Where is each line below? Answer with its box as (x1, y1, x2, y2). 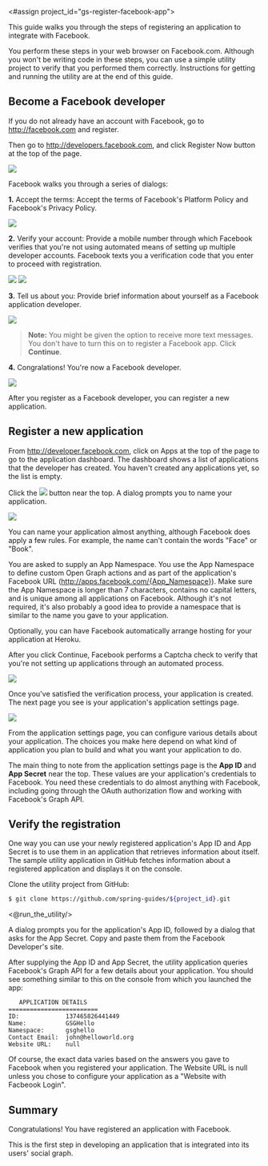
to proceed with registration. (8, 259, 102, 269)
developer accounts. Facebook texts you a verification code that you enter (8, 250, 254, 260)
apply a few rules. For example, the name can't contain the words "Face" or (8, 535, 258, 545)
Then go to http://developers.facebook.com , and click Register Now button (8, 140, 256, 150)
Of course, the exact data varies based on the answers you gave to (8, 1055, 230, 1064)
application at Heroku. (8, 634, 82, 644)
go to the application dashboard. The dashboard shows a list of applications (8, 454, 259, 464)
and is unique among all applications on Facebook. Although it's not (8, 593, 232, 603)
